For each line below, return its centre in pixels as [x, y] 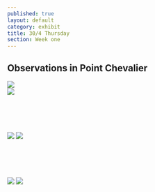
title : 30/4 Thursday [39, 33]
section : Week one [34, 40]
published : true [31, 14]
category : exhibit [34, 27]
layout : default [31, 20]
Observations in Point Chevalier [77, 68]
